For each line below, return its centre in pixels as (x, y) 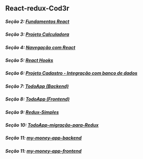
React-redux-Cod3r (38, 8)
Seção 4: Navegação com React (40, 47)
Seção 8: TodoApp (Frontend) (38, 99)
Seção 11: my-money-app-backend (43, 138)
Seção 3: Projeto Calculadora (37, 34)
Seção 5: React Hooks (29, 61)
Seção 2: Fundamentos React (38, 21)
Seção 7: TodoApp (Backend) (37, 86)
